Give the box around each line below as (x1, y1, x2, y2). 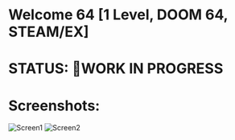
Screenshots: (8, 97, 101, 114)
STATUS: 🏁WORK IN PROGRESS (8, 60, 224, 78)
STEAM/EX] (8, 23, 89, 41)
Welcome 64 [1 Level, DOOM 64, (8, 6, 228, 24)
